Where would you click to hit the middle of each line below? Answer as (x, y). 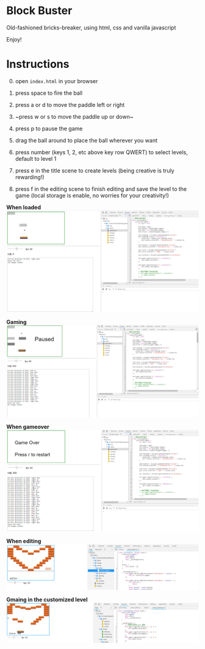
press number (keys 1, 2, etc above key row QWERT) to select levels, (101, 152)
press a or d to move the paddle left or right (70, 105)
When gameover (28, 426)
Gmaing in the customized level (47, 599)
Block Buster (39, 11)
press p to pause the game (49, 128)
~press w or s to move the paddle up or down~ (74, 116)
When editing (24, 541)
